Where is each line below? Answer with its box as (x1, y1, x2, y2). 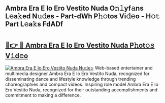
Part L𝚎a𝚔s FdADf (5, 20, 63, 28)
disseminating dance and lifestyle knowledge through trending (5, 76, 136, 82)
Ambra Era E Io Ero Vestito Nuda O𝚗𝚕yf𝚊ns (5, 4, 144, 13)
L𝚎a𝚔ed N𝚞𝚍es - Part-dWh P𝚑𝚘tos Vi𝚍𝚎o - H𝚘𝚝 (5, 12, 161, 21)
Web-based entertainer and (94, 65, 153, 71)
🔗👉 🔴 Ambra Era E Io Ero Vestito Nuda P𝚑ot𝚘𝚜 (5, 41, 155, 50)
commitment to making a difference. (5, 92, 81, 98)
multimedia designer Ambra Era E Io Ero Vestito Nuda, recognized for (5, 71, 150, 77)
